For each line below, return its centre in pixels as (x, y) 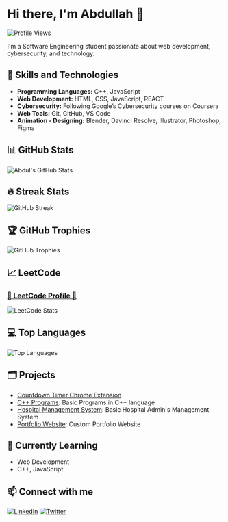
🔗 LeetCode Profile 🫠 (42, 296)
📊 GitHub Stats (40, 150)
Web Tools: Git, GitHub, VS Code (64, 113)
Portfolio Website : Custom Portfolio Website (79, 424)
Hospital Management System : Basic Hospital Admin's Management (113, 409)
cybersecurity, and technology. (51, 53)
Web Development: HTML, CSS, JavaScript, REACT (90, 99)
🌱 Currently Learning (52, 445)
